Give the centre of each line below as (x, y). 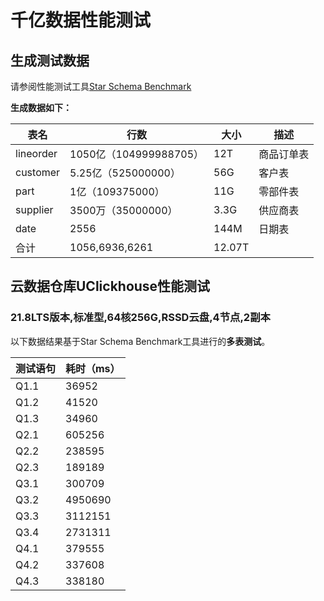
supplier (34, 209)
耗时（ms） (93, 368)
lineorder (36, 153)
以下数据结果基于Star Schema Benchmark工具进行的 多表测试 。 (140, 341)
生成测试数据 (50, 60)
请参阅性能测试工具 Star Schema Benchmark (101, 86)
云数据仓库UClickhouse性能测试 (110, 286)
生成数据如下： (41, 107)
